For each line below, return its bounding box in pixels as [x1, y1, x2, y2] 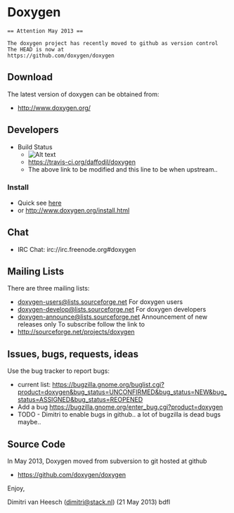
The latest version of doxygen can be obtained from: [7, 89, 160, 99]
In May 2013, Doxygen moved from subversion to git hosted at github [7, 457, 207, 465]
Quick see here [17, 198, 62, 207]
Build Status [17, 142, 53, 151]
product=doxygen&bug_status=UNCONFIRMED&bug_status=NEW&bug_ [17, 388, 227, 396]
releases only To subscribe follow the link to [17, 320, 145, 329]
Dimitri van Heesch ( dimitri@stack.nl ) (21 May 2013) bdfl [7, 498, 171, 507]
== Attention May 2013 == [7, 27, 83, 34]
